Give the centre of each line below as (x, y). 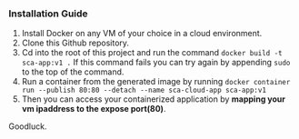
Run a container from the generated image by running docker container (156, 82)
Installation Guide (48, 14)
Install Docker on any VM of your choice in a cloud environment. (142, 34)
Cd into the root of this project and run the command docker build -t (152, 53)
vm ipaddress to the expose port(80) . (94, 109)
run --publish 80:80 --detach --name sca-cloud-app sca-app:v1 (144, 90)
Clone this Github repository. (75, 43)
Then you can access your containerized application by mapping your (153, 99)
